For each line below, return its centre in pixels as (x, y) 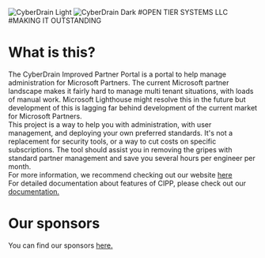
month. (20, 166)
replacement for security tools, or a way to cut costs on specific (112, 141)
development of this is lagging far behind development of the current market (133, 107)
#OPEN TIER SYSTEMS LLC (183, 12)
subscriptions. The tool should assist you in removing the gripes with (120, 149)
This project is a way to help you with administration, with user (110, 124)
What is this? (52, 52)
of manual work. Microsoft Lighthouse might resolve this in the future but (127, 99)
